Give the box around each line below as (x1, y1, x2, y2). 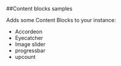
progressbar (14, 47, 46, 54)
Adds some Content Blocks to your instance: (6, 17, 116, 23)
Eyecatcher (14, 34, 44, 41)
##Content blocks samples (6, 5, 73, 12)
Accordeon (14, 28, 43, 35)
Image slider (14, 41, 46, 48)
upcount (14, 54, 36, 60)
